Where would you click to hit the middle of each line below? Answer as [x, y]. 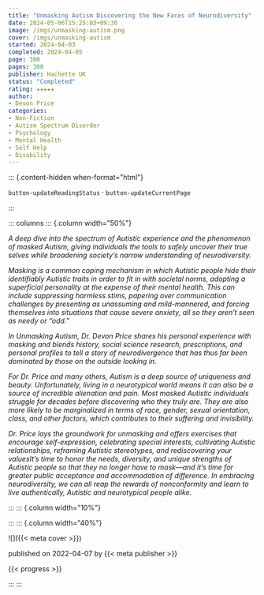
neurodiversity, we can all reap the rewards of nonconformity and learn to [129, 484]
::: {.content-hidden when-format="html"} [76, 178]
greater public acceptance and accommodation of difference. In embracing [131, 476]
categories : [28, 111]
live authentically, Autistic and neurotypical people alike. [100, 492]
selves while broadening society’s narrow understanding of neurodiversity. [130, 255]
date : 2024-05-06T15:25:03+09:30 [63, 23]
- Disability [30, 155]
